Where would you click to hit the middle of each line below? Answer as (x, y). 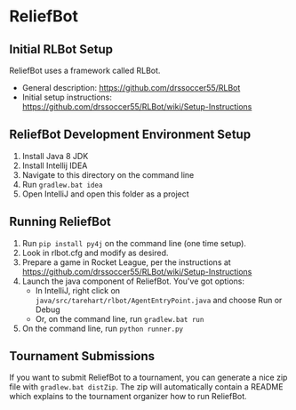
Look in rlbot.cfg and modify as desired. (95, 253)
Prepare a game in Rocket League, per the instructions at (126, 262)
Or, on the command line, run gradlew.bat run (120, 318)
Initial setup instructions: (67, 97)
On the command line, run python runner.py (103, 328)
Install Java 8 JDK (55, 156)
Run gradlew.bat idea (62, 184)
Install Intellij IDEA (55, 165)
